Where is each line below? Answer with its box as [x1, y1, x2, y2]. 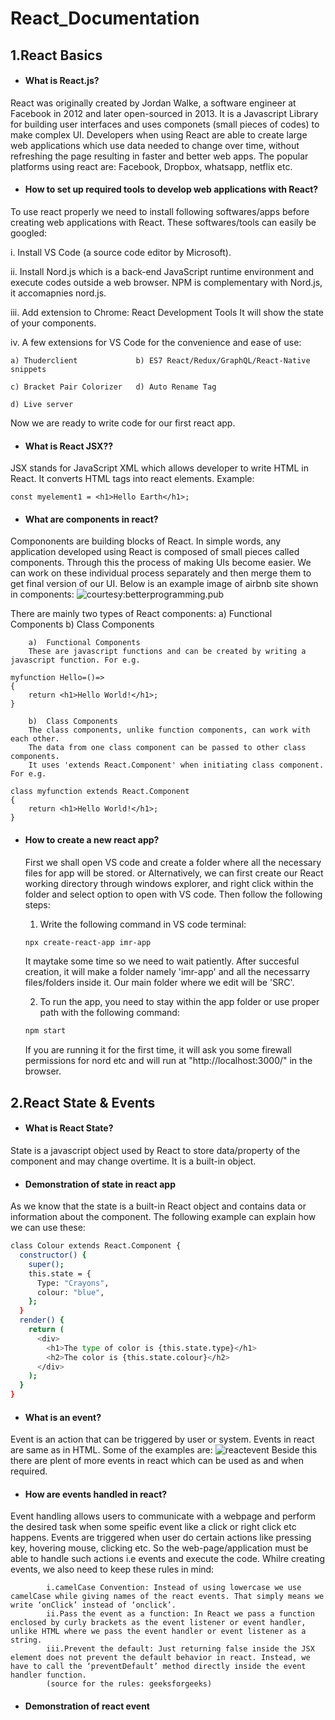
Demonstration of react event [24, 1700, 150, 1712]
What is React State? [24, 1122, 114, 1134]
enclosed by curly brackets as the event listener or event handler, [10, 1618, 307, 1628]
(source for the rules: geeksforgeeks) [46, 1679, 213, 1689]
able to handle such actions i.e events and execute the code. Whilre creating [10, 1553, 325, 1565]
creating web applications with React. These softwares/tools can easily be [10, 216, 317, 228]
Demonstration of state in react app [24, 1178, 176, 1190]
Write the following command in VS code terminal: [39, 918, 247, 930]
